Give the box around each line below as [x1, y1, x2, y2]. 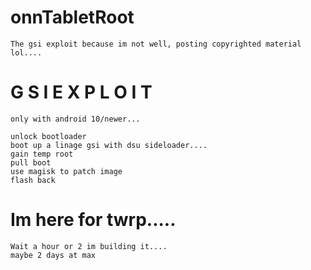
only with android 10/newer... [10, 114, 141, 124]
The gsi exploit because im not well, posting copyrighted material [10, 39, 302, 49]
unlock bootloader [10, 131, 87, 141]
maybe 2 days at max [10, 250, 97, 260]
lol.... [10, 47, 43, 58]
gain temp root [10, 149, 74, 159]
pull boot [10, 157, 52, 168]
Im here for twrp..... [10, 209, 177, 231]
